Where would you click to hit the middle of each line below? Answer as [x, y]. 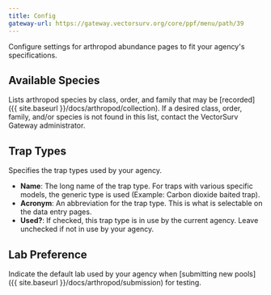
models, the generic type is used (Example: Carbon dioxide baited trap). [140, 195]
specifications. [33, 55]
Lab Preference [48, 254]
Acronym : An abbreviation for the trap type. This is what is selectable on [141, 204]
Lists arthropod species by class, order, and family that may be [113, 100]
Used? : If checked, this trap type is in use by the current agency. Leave [139, 221]
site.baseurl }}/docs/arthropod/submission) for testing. [110, 282]
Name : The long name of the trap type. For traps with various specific [136, 186]
